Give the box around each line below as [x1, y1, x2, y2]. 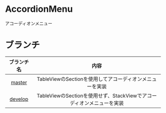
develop [9, 95, 29, 102]
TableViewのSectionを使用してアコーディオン [37, 75, 142, 82]
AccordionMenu [5, 3, 73, 15]
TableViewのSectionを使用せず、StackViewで [37, 92, 142, 99]
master [10, 79, 27, 86]
